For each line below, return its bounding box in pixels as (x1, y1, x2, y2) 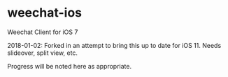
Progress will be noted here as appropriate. (7, 62, 131, 70)
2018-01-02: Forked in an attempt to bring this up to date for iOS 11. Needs (7, 41, 222, 49)
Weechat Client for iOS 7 (7, 28, 78, 36)
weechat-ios (7, 5, 83, 21)
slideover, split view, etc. (7, 49, 78, 57)
